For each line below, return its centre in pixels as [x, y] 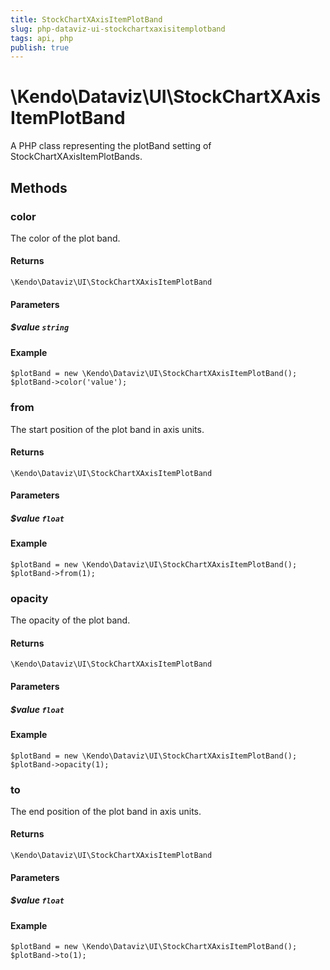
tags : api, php [42, 38]
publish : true [40, 47]
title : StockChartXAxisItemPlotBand [86, 19]
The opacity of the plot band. [70, 620]
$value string [40, 327]
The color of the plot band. [65, 238]
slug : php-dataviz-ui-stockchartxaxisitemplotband [118, 29]
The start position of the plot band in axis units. [107, 429]
